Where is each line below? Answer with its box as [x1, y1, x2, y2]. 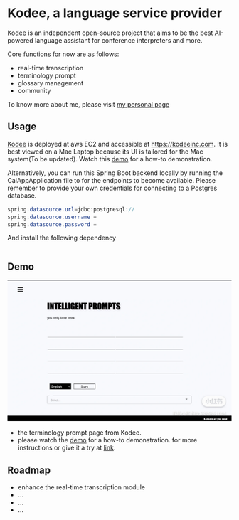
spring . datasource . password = [7, 221, 97, 228]
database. [7, 191, 37, 200]
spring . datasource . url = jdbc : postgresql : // [7, 206, 135, 213]
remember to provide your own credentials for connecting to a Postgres [7, 184, 218, 192]
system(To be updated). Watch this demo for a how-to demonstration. [7, 154, 213, 163]
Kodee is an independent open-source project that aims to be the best [7, 28, 213, 37]
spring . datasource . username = [7, 213, 97, 221]
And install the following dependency [7, 233, 116, 243]
